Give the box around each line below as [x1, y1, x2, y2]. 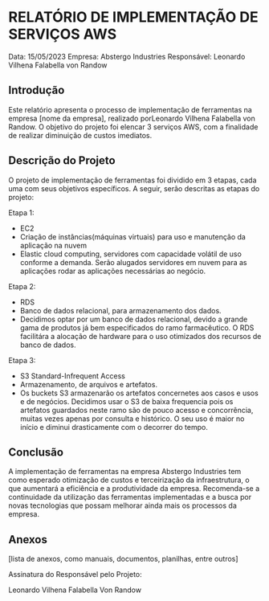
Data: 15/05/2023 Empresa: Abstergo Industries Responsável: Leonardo [8, 51, 246, 61]
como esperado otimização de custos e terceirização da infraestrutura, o [8, 475, 251, 485]
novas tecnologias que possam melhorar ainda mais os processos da [8, 501, 237, 510]
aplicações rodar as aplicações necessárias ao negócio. [19, 266, 206, 276]
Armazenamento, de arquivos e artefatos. [19, 379, 158, 389]
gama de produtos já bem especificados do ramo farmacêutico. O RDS [19, 322, 255, 333]
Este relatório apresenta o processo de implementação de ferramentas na [8, 104, 253, 114]
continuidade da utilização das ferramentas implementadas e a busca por [8, 493, 251, 502]
